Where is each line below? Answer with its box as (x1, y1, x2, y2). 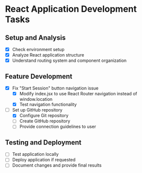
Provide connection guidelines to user (19, 124, 96, 130)
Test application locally (12, 151, 59, 157)
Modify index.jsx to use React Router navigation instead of (19, 91, 137, 97)
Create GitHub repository (19, 118, 71, 124)
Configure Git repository (19, 113, 69, 118)
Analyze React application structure (12, 52, 84, 58)
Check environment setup (12, 47, 65, 52)
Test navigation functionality (19, 102, 77, 108)
